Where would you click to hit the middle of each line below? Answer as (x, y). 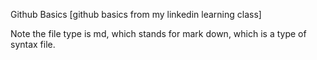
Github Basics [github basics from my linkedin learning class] (136, 14)
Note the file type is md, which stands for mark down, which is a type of (158, 33)
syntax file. (33, 44)
